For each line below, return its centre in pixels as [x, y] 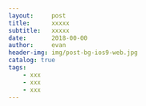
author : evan [37, 45]
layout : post [37, 16]
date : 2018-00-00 [48, 38]
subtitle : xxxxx [39, 30]
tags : [17, 68]
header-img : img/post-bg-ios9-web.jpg [73, 53]
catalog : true [32, 61]
